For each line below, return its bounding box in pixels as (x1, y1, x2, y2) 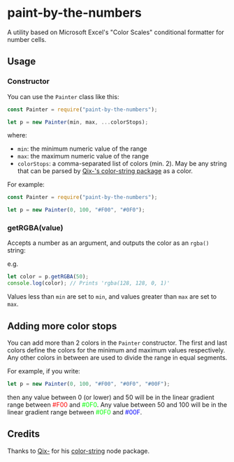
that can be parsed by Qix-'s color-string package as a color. (17, 167, 193, 175)
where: (7, 131, 28, 140)
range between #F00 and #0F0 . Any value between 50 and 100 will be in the (7, 400, 228, 409)
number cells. (7, 35, 47, 43)
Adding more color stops (7, 320, 117, 332)
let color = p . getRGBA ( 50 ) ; (7, 274, 89, 281)
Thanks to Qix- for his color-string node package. (7, 447, 150, 455)
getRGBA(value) (7, 223, 64, 233)
